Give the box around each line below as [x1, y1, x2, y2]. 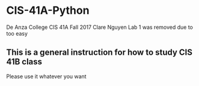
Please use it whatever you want [6, 73, 87, 80]
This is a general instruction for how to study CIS [6, 48, 193, 58]
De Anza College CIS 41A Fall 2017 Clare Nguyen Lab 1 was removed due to [6, 23, 194, 31]
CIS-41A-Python [6, 4, 90, 17]
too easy [6, 29, 28, 37]
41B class [6, 57, 43, 67]
